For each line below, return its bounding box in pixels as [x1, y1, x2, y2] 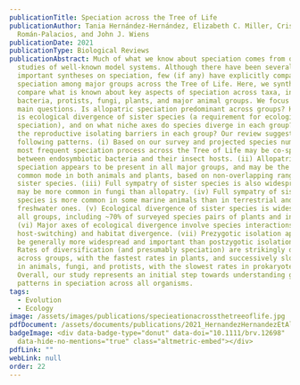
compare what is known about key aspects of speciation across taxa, [17, 88, 281, 96]
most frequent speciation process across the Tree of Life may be [17, 146, 270, 155]
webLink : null [9, 354, 62, 363]
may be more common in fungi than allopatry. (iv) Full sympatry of [17, 188, 278, 197]
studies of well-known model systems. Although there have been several [17, 63, 294, 72]
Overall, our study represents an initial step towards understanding [17, 271, 286, 280]
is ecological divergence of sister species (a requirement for [17, 113, 262, 121]
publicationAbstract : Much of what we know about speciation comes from [9, 54, 286, 63]
